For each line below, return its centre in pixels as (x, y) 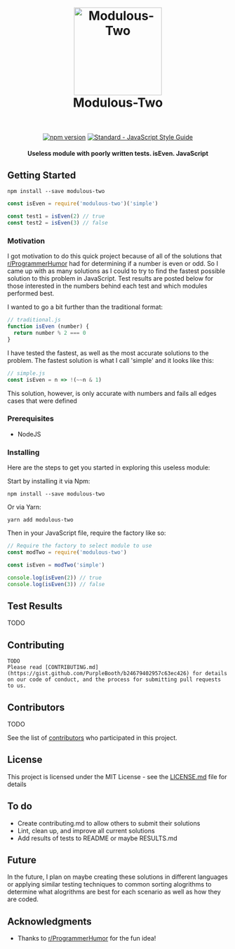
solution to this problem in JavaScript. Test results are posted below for (110, 279)
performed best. (31, 293)
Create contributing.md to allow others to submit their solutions (109, 823)
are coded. (23, 899)
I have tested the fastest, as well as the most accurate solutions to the (108, 353)
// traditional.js (34, 320)
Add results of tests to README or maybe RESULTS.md (97, 838)
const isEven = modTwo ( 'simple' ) (56, 565)
